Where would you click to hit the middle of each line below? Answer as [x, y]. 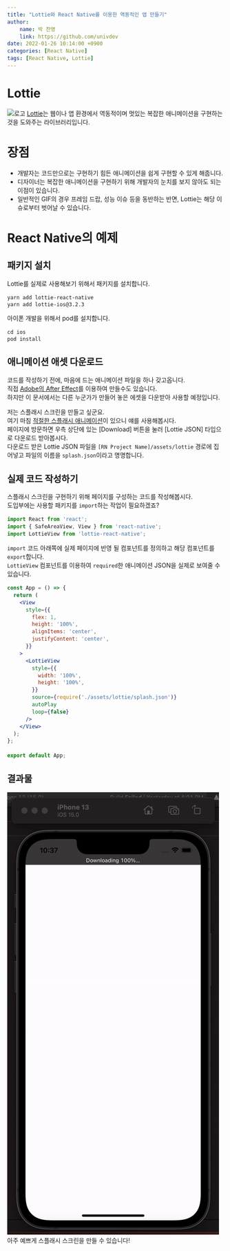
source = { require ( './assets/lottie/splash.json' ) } [104, 697]
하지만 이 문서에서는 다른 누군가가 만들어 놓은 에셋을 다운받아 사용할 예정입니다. [114, 397]
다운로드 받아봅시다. [41, 438]
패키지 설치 [29, 266]
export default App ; [37, 756]
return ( [26, 595]
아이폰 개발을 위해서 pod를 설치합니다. [59, 318]
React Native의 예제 [63, 238]
